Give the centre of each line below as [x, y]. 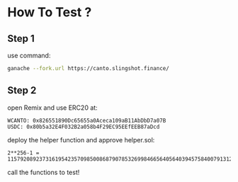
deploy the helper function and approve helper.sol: [81, 140]
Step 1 [21, 39]
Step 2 [22, 90]
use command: [29, 55]
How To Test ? [50, 12]
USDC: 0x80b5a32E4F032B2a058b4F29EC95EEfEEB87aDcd [84, 127]
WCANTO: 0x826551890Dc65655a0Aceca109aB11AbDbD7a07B [87, 120]
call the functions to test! [44, 172]
